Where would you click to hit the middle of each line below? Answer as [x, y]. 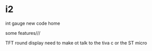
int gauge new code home [33, 23]
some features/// [23, 33]
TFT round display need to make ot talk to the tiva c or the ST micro [76, 43]
